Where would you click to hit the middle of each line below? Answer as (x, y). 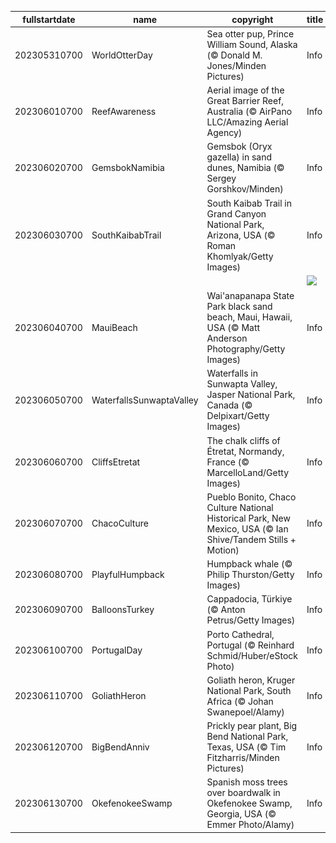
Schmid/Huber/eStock (252, 655)
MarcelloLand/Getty (248, 472)
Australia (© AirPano (249, 111)
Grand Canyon (236, 213)
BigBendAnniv (120, 747)
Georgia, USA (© (241, 814)
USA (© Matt (233, 327)
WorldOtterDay (122, 55)
